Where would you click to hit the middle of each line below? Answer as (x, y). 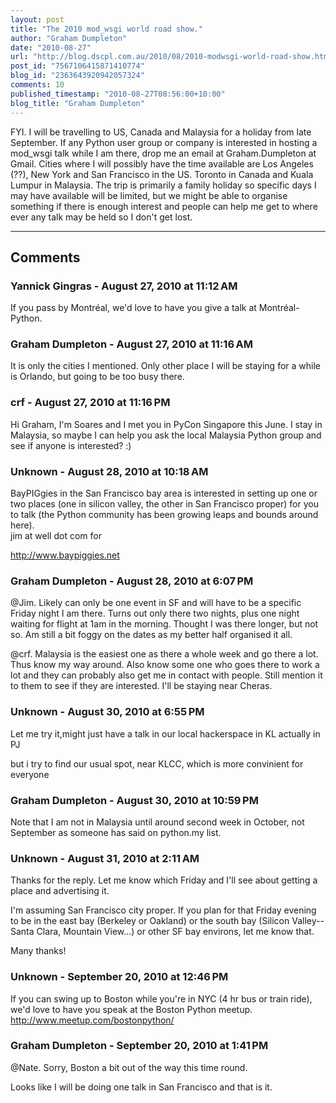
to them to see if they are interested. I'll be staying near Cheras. (141, 686)
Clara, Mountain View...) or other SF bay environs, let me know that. (175, 932)
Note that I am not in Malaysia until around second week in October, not (157, 822)
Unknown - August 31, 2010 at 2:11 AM (105, 858)
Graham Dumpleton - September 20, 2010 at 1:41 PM (139, 1046)
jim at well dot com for (56, 536)
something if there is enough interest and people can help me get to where (164, 206)
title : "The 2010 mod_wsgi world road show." (106, 29)
